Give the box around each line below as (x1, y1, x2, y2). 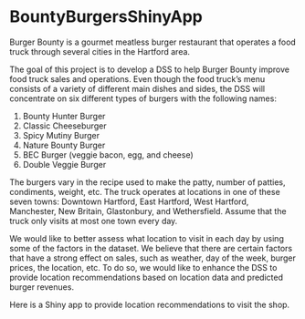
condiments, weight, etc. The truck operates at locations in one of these (9, 186, 280, 197)
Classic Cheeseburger (22, 120, 107, 131)
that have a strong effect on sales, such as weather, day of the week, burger (9, 252, 297, 263)
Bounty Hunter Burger (22, 110, 106, 121)
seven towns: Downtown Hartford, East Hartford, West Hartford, (9, 196, 249, 207)
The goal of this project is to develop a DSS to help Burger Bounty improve (9, 64, 290, 75)
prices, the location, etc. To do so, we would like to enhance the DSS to (9, 262, 278, 273)
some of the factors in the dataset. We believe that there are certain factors (9, 242, 293, 253)
